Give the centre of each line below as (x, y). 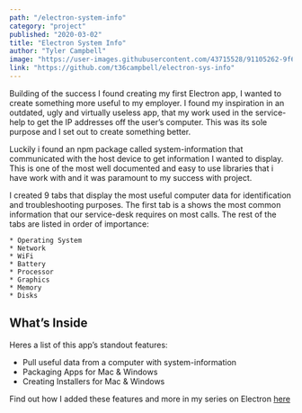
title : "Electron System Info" (68, 43)
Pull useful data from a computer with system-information (129, 362)
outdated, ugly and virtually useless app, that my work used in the (131, 112)
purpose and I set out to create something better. (100, 131)
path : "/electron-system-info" (68, 18)
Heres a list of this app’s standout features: (89, 345)
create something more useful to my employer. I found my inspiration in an (147, 103)
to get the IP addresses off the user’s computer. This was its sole (147, 121)
